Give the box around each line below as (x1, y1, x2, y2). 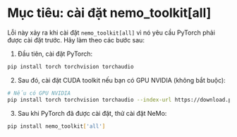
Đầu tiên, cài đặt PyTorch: (17, 49, 93, 58)
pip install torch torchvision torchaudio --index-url (7, 96, 172, 103)
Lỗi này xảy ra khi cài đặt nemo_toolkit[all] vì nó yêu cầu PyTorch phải (7, 28, 215, 37)
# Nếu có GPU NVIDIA (7, 90, 71, 97)
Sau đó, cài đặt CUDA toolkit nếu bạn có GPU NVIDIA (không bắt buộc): (17, 76, 226, 84)
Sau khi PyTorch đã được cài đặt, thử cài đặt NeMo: (17, 109, 167, 117)
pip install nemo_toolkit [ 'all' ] (7, 122, 106, 130)
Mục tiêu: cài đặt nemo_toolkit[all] (7, 5, 212, 21)
